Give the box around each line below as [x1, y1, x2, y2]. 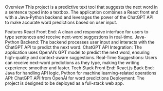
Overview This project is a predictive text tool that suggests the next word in [5, 4, 158, 10]
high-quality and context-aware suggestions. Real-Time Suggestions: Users [5, 55, 157, 60]
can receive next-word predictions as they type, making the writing [5, 60, 140, 65]
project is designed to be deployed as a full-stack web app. [5, 80, 124, 86]
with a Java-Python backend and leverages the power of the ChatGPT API [5, 15, 154, 20]
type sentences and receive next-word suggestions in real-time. [5, 34, 134, 40]
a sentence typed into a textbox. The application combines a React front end [5, 9, 159, 15]
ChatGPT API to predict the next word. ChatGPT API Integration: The [5, 45, 142, 50]
